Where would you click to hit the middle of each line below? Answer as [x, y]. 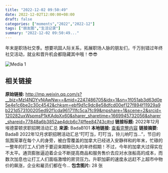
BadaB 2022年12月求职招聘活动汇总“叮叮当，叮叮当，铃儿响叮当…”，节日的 [83, 134]
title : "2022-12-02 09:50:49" [37, 10]
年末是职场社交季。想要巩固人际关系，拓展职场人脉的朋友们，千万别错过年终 [84, 48]
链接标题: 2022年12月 [137, 121]
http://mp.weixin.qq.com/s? [54, 94]
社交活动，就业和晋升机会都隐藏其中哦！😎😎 [51, 54]
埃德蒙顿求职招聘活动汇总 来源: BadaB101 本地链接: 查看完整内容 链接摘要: [82, 127]
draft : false [19, 19]
